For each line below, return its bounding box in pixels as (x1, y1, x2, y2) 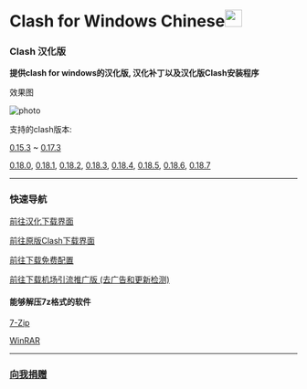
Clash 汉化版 (9, 46, 67, 58)
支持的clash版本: (9, 124, 72, 135)
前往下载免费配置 (9, 254, 74, 265)
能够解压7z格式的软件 (9, 297, 91, 308)
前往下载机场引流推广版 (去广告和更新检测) (9, 274, 171, 285)
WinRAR (9, 334, 41, 346)
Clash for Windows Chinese (9, 11, 226, 32)
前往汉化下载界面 (9, 216, 74, 226)
